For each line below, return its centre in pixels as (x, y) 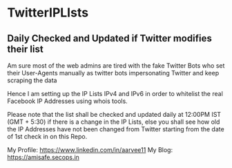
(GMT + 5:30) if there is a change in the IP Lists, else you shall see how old (114, 122)
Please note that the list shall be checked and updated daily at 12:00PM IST (114, 114)
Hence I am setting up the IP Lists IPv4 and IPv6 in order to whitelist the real (115, 94)
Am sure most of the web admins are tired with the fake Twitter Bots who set (116, 66)
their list (25, 49)
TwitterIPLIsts (48, 13)
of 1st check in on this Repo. (47, 137)
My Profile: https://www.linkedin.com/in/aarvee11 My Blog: (90, 150)
